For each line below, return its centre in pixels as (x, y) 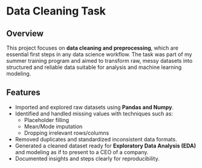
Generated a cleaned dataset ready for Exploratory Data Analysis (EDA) (106, 146)
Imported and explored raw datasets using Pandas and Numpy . (94, 107)
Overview (25, 34)
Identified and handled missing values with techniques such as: (94, 114)
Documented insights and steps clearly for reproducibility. (87, 158)
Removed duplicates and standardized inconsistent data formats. (96, 139)
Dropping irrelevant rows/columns (67, 133)
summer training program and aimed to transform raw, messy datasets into (99, 61)
